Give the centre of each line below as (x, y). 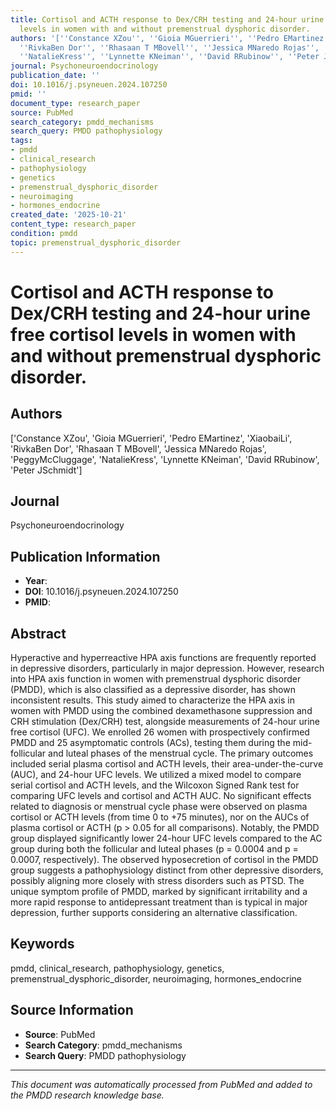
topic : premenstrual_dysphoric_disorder (96, 242)
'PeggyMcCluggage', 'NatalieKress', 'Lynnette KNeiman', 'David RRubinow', (165, 459)
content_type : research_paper (73, 224)
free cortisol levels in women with (153, 334)
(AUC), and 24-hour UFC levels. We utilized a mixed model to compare (156, 775)
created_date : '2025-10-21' (69, 215)
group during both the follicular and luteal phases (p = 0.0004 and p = (154, 849)
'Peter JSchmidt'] (46, 470)
